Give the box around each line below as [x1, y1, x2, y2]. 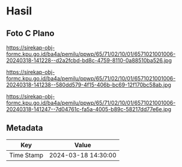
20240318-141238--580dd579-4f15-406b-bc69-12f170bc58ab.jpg [6, 81, 171, 88]
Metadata [6, 123, 43, 133]
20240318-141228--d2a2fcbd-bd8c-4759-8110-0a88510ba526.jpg [6, 57, 172, 64]
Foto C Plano [6, 28, 55, 38]
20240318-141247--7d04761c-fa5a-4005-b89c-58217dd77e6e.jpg [6, 106, 171, 112]
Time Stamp [9, 151, 44, 159]
